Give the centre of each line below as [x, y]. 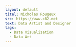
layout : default [22, 10]
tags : [11, 28]
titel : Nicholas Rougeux [30, 14]
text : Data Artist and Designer [38, 23]
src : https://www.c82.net [31, 19]
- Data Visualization [32, 32]
